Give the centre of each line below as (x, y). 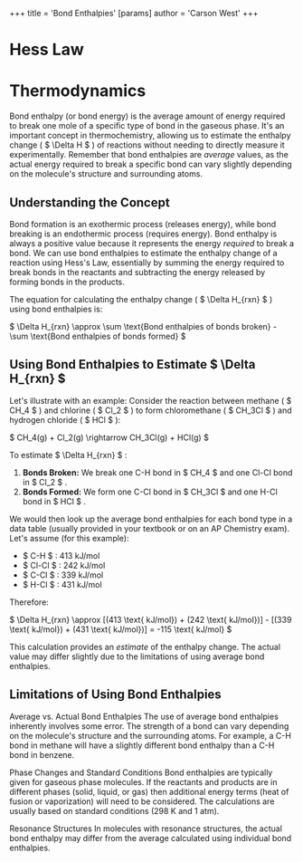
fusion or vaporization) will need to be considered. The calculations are (142, 801)
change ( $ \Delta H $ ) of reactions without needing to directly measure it (147, 145)
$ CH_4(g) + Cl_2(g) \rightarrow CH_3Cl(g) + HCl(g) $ (109, 437)
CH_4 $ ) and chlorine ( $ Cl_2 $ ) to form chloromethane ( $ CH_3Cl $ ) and (151, 410)
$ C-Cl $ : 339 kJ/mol (63, 575)
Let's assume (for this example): (69, 538)
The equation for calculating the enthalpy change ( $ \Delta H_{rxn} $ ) (141, 299)
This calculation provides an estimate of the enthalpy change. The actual (145, 646)
